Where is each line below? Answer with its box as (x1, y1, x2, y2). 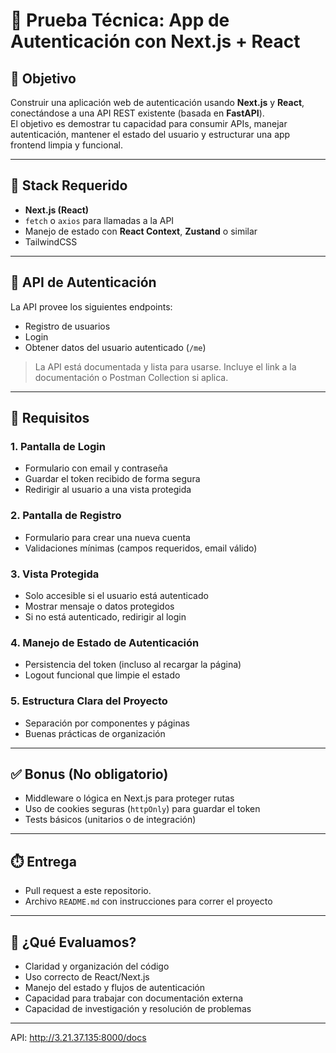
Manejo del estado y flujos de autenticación (24, 981, 205, 993)
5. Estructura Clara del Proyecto (10, 694, 168, 708)
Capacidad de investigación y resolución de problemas (24, 1002, 252, 1014)
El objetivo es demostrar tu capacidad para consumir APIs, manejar (10, 118, 288, 129)
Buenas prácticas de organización (24, 727, 166, 739)
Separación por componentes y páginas (24, 717, 190, 729)
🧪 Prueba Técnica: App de (10, 9, 230, 32)
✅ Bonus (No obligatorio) (10, 765, 169, 783)
